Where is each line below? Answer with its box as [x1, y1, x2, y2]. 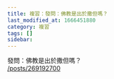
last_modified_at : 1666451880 [7, 17, 96, 24]
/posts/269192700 [7, 64, 61, 73]
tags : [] [7, 29, 33, 37]
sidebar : [7, 36, 33, 43]
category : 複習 [7, 23, 50, 30]
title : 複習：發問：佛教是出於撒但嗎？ [7, 10, 108, 17]
